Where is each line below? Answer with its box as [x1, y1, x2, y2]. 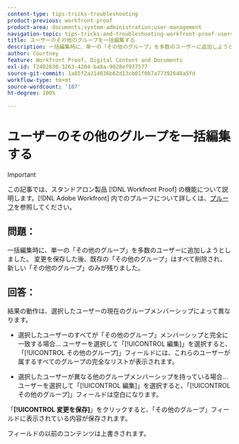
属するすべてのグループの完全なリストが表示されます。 [17, 357, 179, 366]
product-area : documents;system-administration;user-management [7, 23, 202, 31]
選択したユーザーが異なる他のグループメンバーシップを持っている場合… [17, 372, 228, 381]
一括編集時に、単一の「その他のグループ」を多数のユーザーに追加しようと [7, 246, 225, 254]
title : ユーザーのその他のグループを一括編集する [7, 37, 135, 44]
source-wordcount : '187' [7, 83, 81, 90]
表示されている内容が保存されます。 [26, 413, 132, 423]
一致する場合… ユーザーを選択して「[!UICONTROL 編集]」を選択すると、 [17, 339, 232, 348]
